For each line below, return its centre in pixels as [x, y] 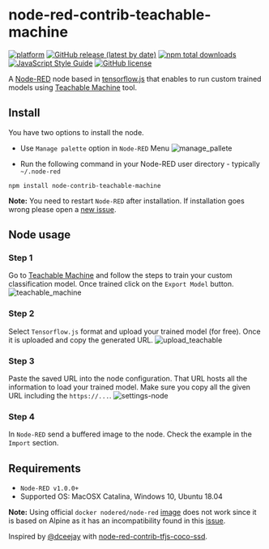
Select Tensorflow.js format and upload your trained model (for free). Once [134, 331]
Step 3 [21, 360]
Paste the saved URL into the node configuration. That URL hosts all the [128, 379]
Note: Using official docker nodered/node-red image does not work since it [132, 513]
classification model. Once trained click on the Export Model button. [121, 284]
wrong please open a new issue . [62, 209]
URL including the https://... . [60, 396]
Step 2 [21, 313]
